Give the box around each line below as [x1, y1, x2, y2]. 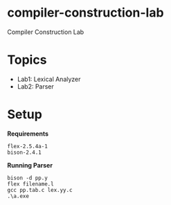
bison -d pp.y [7, 175, 48, 181]
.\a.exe [7, 193, 30, 199]
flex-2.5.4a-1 [7, 143, 48, 150]
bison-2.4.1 [7, 149, 42, 156]
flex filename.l [7, 180, 54, 188]
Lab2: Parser [17, 82, 54, 91]
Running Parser [7, 161, 53, 169]
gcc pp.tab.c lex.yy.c [7, 186, 73, 193]
